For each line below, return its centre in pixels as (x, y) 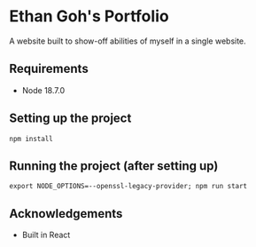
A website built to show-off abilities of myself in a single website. (128, 41)
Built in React (46, 235)
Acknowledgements (66, 214)
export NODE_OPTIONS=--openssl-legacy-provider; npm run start (128, 187)
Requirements (49, 69)
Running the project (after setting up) (114, 166)
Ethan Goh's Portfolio (89, 16)
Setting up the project (70, 119)
